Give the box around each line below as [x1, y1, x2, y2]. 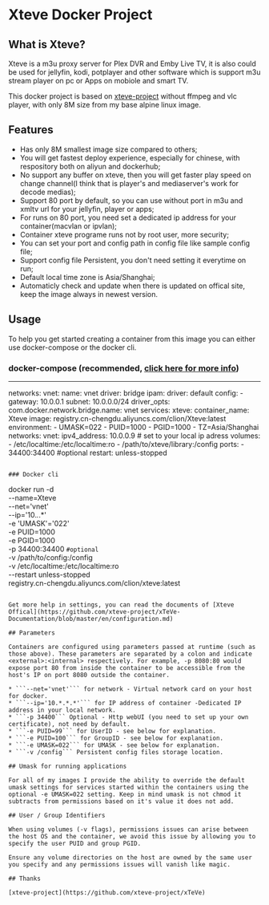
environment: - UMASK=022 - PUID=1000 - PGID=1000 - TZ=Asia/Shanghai [8, 422, 259, 432]
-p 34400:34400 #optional [8, 544, 99, 554]
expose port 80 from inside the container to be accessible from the [8, 664, 246, 672]
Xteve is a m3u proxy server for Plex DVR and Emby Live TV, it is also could [8, 59, 256, 68]
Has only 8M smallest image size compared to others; [19, 144, 198, 154]
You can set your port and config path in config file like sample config [19, 238, 251, 248]
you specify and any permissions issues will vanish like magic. [8, 860, 231, 868]
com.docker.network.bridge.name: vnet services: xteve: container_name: [8, 405, 250, 415]
